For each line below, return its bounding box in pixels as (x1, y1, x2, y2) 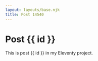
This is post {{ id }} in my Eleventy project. (5, 50, 93, 56)
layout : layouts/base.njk (5, 7, 60, 12)
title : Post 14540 (5, 12, 44, 17)
